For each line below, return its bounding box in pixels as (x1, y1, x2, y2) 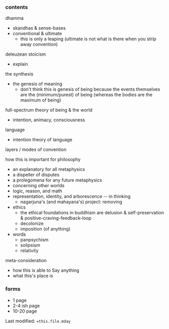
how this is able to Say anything (12, 267, 80, 273)
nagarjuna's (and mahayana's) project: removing (20, 199, 123, 205)
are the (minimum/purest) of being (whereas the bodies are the (20, 92, 153, 98)
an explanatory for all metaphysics (12, 166, 86, 172)
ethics (12, 204, 26, 210)
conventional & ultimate (12, 31, 62, 37)
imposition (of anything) (20, 226, 71, 232)
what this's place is (12, 273, 53, 279)
